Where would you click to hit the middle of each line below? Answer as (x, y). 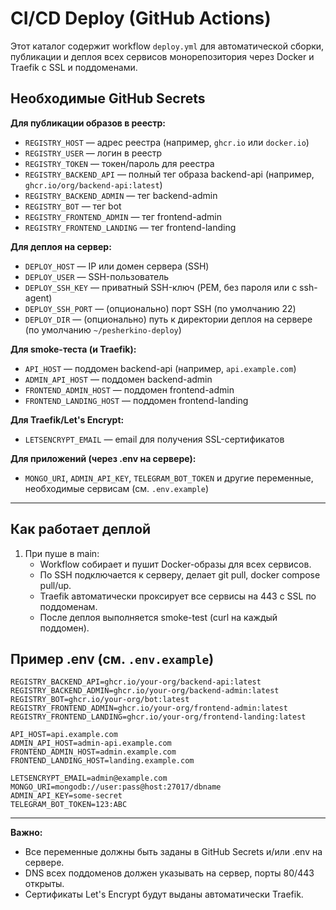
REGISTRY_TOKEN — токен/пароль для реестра (119, 163)
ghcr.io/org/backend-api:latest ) (93, 184)
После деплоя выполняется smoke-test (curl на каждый (158, 617)
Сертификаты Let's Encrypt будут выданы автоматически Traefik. (164, 894)
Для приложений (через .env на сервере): (103, 458)
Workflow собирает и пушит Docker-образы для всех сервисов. (175, 564)
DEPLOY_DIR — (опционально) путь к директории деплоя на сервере (168, 319)
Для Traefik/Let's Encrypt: (67, 419)
